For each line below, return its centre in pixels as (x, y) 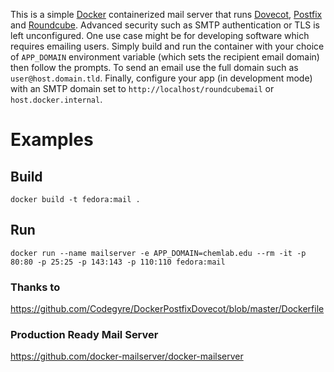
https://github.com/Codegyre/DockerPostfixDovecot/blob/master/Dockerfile (167, 309)
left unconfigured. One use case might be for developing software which (160, 35)
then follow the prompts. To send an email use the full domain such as (154, 67)
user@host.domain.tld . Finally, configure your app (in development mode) (161, 78)
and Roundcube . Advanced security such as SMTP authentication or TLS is (165, 25)
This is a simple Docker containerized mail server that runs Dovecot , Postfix (166, 14)
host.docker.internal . (56, 99)
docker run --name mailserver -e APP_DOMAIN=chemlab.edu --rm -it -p (158, 253)
